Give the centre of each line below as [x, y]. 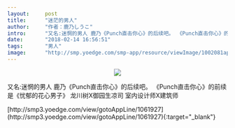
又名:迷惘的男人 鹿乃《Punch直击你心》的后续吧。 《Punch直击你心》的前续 [117, 86]
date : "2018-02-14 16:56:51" [59, 40]
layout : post [33, 14]
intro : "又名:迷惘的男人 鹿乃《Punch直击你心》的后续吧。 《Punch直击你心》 [116, 33]
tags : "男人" [35, 46]
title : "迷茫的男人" [42, 20]
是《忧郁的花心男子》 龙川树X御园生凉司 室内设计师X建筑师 [93, 95]
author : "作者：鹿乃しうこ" [50, 27]
